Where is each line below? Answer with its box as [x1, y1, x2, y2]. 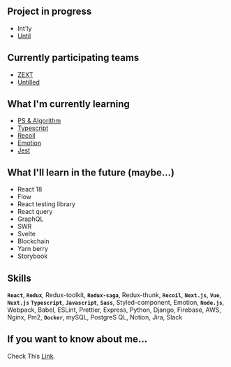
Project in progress [7, 6, 92, 17]
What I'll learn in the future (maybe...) [7, 166, 174, 178]
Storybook [17, 252, 48, 261]
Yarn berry [17, 245, 49, 253]
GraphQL [17, 215, 44, 223]
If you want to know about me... [7, 333, 148, 345]
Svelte [17, 230, 36, 238]
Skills [7, 272, 31, 284]
